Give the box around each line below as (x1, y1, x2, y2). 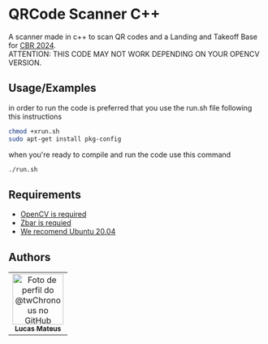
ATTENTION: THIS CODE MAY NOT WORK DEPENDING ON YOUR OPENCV (8, 49, 260, 59)
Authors (8, 250, 51, 264)
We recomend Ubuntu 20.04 (19, 227, 116, 237)
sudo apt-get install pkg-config (8, 135, 122, 143)
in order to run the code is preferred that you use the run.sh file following (8, 102, 253, 112)
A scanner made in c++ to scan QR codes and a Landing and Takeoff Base (8, 32, 258, 41)
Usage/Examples (8, 81, 97, 95)
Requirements (8, 188, 81, 202)
